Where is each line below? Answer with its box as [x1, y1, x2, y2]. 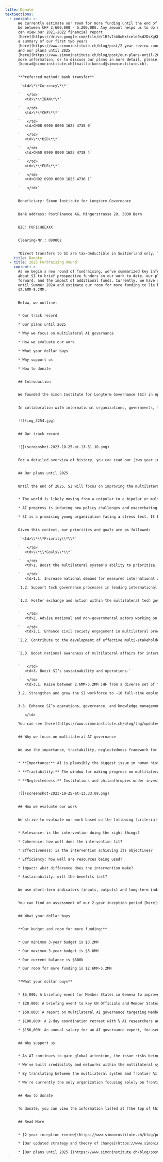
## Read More [17, 1119, 45, 1124]
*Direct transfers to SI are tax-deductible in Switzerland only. [17, 251, 155, 256]
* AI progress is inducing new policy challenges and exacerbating [17, 506, 158, 511]
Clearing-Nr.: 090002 [17, 237, 62, 243]
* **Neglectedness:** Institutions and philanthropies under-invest [17, 778, 160, 783]
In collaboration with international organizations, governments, [17, 405, 155, 410]
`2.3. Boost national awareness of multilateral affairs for [17, 651, 145, 656]
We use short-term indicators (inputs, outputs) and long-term [17, 887, 149, 892]
